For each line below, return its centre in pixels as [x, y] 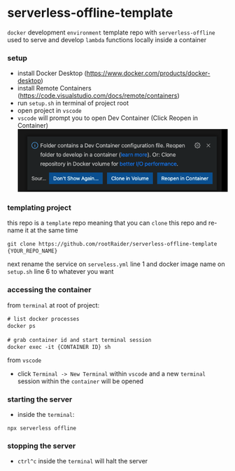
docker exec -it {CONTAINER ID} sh [59, 347]
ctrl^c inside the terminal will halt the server [83, 461]
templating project [39, 208]
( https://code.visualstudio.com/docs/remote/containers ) [98, 95]
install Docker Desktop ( [52, 73]
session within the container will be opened [80, 381]
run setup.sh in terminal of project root [73, 103]
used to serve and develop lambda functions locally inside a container [107, 39]
